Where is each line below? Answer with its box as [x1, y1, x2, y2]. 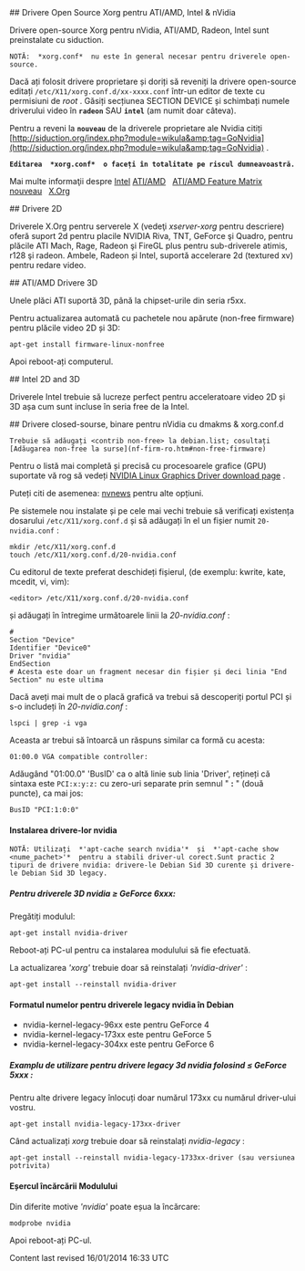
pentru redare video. [9, 260, 86, 270]
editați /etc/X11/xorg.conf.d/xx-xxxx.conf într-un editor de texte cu [9, 86, 266, 97]
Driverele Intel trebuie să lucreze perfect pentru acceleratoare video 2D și [9, 391, 286, 402]
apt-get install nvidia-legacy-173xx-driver [9, 1120, 181, 1129]
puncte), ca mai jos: [9, 787, 84, 798]
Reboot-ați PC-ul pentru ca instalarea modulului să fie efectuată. [9, 944, 251, 955]
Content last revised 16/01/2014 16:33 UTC [9, 1252, 169, 1263]
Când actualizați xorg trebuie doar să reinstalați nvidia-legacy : [9, 1136, 246, 1147]
